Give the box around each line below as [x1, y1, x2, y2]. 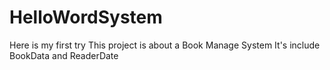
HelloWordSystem [9, 6, 163, 29]
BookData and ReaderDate [9, 49, 119, 61]
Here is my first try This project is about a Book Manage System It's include [9, 39, 321, 51]
